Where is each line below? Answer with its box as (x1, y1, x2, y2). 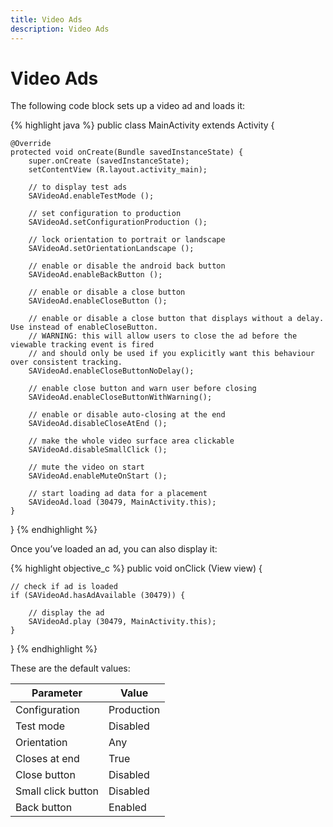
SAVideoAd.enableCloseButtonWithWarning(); (28, 392, 213, 403)
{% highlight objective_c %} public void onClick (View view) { (10, 562, 263, 575)
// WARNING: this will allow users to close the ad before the (28, 331, 298, 341)
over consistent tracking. (10, 357, 123, 368)
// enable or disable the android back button (28, 261, 226, 271)
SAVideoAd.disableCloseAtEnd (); (28, 419, 168, 429)
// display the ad (28, 608, 105, 618)
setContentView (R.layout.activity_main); (28, 165, 208, 175)
